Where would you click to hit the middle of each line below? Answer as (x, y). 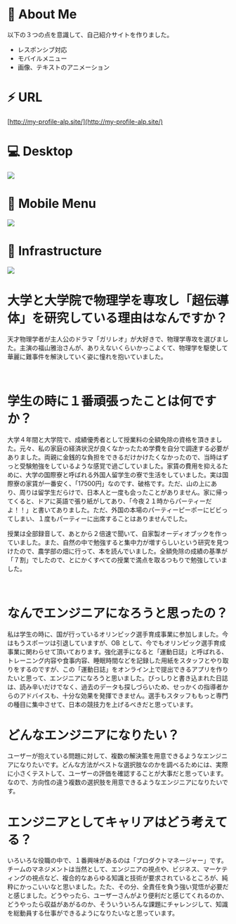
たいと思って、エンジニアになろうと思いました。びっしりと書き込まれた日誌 (118, 678)
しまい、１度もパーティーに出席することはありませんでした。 (102, 519)
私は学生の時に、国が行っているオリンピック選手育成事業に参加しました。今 (118, 634)
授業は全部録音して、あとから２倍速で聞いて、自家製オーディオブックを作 (114, 533)
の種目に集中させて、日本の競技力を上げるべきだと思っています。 (102, 704)
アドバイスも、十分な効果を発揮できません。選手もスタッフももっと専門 (124, 696)
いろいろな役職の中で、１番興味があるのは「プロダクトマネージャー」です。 (118, 861)
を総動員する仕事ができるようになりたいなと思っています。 (93, 913)
